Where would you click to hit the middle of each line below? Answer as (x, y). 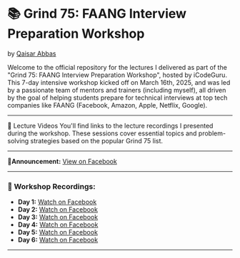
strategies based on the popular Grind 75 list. (96, 140)
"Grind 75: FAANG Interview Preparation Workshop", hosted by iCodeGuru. (117, 75)
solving (18, 140)
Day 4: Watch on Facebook (58, 225)
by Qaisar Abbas (32, 53)
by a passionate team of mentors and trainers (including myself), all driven (117, 90)
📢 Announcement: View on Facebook (62, 161)
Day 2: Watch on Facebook (58, 210)
